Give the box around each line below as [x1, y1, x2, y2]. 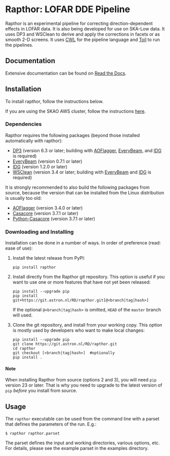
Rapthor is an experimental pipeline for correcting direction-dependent [5, 20, 153, 26]
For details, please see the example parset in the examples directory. [5, 445, 149, 451]
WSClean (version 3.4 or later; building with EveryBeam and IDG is [12, 169, 152, 175]
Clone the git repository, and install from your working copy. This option [12, 322, 162, 328]
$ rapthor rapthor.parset [5, 431, 60, 436]
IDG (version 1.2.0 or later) [12, 163, 68, 169]
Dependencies [5, 121, 42, 128]
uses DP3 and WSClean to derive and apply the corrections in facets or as [5, 31, 160, 37]
